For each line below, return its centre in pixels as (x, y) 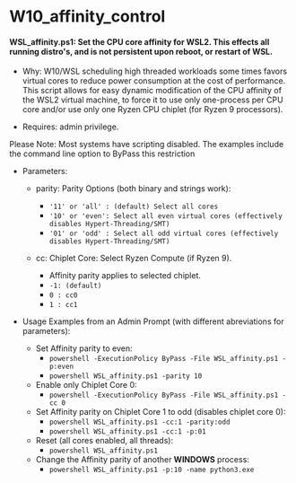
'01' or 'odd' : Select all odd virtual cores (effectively (164, 234)
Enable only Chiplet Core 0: (86, 385)
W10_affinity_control (87, 17)
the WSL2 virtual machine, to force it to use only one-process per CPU (153, 100)
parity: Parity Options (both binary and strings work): (133, 189)
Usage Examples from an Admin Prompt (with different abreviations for (153, 321)
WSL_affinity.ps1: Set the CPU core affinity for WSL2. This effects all (139, 41)
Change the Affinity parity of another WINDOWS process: (142, 460)
